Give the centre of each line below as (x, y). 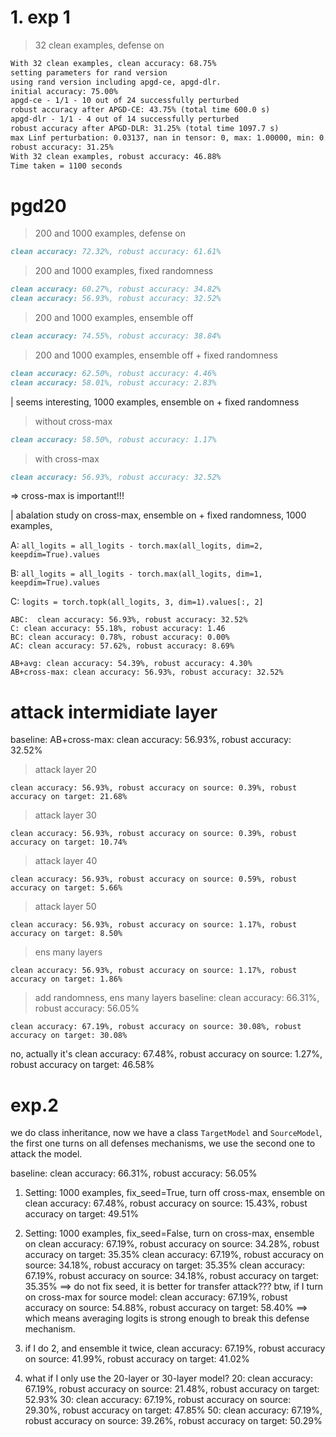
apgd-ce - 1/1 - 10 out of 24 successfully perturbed (125, 101)
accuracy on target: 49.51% (81, 1214)
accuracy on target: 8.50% (66, 934)
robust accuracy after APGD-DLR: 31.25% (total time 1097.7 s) (145, 129)
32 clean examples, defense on (99, 45)
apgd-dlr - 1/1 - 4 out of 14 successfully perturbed (125, 119)
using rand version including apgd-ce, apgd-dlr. (116, 82)
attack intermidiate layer (114, 712)
